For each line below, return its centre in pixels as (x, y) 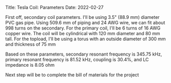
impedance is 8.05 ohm (30, 65)
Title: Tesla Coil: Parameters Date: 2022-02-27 (54, 7)
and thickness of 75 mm (31, 44)
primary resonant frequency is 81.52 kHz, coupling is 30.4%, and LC (77, 60)
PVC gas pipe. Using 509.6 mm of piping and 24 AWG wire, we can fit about (85, 23)
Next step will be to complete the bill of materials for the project (72, 75)
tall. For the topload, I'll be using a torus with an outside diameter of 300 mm (86, 39)
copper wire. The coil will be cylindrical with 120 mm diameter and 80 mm (83, 33)
